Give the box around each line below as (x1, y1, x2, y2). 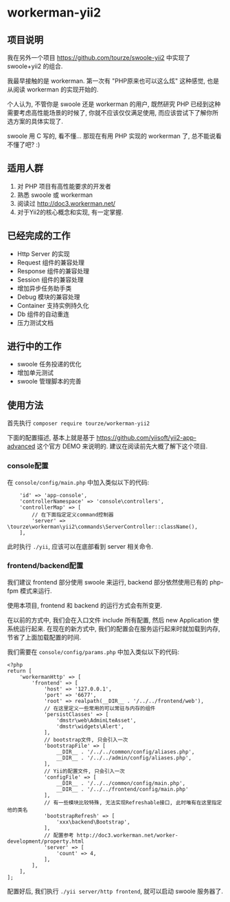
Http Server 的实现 (16, 249, 70, 258)
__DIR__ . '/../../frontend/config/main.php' (56, 786, 189, 793)
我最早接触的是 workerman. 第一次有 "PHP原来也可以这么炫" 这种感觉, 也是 (7, 77, 220, 85)
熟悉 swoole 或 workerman (16, 191, 93, 199)
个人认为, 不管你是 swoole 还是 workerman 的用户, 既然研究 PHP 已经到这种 (7, 100, 221, 108)
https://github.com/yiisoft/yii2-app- (95, 434, 197, 442)
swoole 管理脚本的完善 (16, 377, 82, 386)
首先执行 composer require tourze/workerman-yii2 (7, 419, 150, 428)
